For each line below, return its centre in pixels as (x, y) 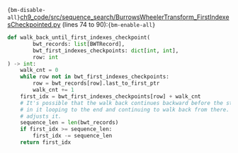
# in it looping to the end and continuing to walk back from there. (125, 109)
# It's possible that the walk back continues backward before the (121, 103)
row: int (46, 57)
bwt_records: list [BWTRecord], (79, 44)
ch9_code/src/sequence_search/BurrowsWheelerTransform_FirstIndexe (125, 17)
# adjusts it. (41, 116)
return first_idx (46, 142)
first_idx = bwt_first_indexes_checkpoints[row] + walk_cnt (110, 96)
